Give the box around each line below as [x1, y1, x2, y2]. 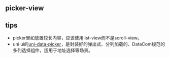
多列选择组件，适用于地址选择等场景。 [12, 47, 93, 53]
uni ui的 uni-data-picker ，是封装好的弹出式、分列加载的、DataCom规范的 [12, 41, 165, 47]
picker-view [5, 4, 44, 12]
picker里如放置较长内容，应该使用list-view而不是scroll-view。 [12, 35, 142, 41]
